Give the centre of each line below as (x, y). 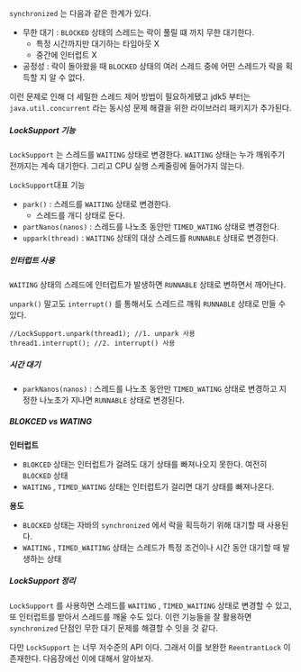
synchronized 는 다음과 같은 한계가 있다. (80, 13)
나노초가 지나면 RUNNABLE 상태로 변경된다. (112, 400)
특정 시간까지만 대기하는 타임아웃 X (98, 44)
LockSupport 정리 (43, 581)
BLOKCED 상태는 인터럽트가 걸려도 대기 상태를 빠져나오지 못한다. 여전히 (145, 464)
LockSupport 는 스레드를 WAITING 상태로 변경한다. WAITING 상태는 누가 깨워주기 (147, 154)
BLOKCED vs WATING (51, 421)
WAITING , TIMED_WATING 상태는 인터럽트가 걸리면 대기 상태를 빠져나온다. (148, 486)
